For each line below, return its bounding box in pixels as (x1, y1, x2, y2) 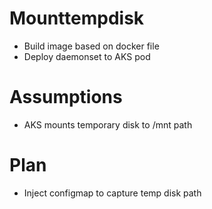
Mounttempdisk (9, 7, 145, 30)
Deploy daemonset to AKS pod (23, 50, 151, 62)
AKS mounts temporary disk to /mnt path (23, 118, 193, 131)
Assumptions (9, 86, 123, 109)
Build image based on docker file (23, 40, 160, 52)
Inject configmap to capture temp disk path (23, 187, 202, 199)
